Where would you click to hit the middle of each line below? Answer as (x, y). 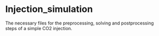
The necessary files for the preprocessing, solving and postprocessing (79, 23)
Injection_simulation (49, 9)
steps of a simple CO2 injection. (39, 28)
